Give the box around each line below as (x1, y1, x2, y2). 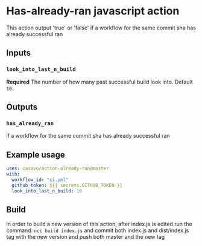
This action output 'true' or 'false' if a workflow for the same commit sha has (6, 24, 196, 31)
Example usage (6, 149, 65, 160)
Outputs (6, 102, 38, 112)
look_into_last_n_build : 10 (11, 188, 83, 194)
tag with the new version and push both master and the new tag (6, 233, 165, 241)
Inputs (6, 48, 31, 58)
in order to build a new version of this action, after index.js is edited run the (6, 221, 192, 228)
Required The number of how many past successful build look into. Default (6, 78, 193, 85)
